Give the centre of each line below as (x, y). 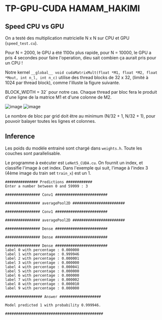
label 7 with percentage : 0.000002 (42, 280)
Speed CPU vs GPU (35, 26)
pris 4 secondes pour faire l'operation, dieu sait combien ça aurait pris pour (81, 58)
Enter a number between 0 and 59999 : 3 (47, 186)
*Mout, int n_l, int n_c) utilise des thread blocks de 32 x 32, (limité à (77, 77)
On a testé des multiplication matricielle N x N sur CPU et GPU (67, 38)
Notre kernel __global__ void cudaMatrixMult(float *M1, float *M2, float (81, 72)
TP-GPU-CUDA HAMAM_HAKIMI (72, 8)
